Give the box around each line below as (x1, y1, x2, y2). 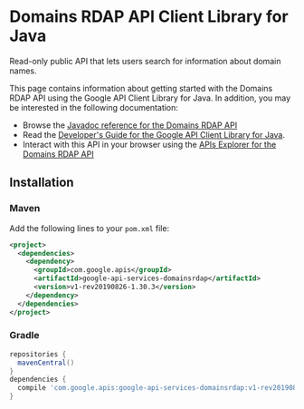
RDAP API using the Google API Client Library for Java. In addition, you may (9, 93, 291, 103)
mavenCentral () (17, 358, 75, 367)
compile (17, 384, 47, 393)
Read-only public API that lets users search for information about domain (9, 55, 281, 66)
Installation (9, 175, 74, 190)
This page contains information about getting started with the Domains (9, 83, 273, 93)
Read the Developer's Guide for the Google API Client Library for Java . (22, 129, 286, 140)
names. (9, 65, 37, 76)
